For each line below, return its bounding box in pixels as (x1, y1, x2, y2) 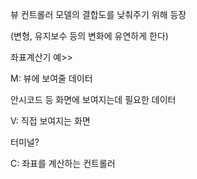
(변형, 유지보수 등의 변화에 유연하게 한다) (10, 30, 169, 42)
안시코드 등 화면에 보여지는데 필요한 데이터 (10, 94, 177, 105)
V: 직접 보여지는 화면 (10, 115, 91, 127)
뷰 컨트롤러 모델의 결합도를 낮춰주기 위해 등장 (10, 9, 187, 20)
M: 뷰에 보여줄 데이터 (10, 73, 93, 84)
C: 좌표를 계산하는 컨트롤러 (10, 158, 116, 169)
